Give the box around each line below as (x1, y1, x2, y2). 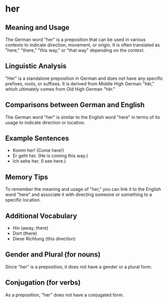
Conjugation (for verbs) (5, 278, 81, 287)
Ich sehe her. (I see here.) (12, 158, 66, 164)
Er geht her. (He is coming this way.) (12, 153, 88, 159)
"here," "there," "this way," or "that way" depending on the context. (5, 47, 145, 53)
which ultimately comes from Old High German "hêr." (5, 86, 116, 92)
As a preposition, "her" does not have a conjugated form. (5, 291, 124, 298)
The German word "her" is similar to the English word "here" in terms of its (5, 114, 160, 120)
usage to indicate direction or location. (5, 119, 85, 125)
